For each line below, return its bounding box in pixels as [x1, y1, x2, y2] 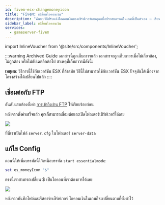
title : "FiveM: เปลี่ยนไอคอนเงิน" [5, 12, 64, 17]
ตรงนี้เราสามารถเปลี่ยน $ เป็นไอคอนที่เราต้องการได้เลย [5, 176, 92, 182]
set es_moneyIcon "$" [5, 167, 50, 172]
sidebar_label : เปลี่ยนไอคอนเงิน [5, 21, 61, 26]
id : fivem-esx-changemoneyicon [5, 7, 69, 12]
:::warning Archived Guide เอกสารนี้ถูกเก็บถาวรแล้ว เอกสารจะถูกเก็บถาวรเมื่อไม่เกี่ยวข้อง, [5, 53, 158, 59]
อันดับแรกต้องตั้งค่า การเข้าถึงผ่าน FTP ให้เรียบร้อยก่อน [5, 101, 94, 107]
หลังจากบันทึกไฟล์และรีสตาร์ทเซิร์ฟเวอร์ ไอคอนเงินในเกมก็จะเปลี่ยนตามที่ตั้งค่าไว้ [5, 195, 134, 201]
